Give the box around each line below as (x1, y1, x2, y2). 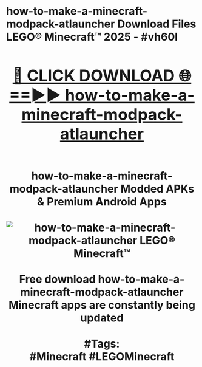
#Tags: (84, 337, 120, 351)
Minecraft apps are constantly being (8, 298, 196, 312)
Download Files (117, 17, 197, 31)
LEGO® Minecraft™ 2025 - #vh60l (6, 30, 178, 44)
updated (80, 311, 124, 324)
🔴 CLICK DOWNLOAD (12, 65, 175, 86)
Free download (19, 272, 96, 286)
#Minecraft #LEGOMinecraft (29, 349, 175, 363)
